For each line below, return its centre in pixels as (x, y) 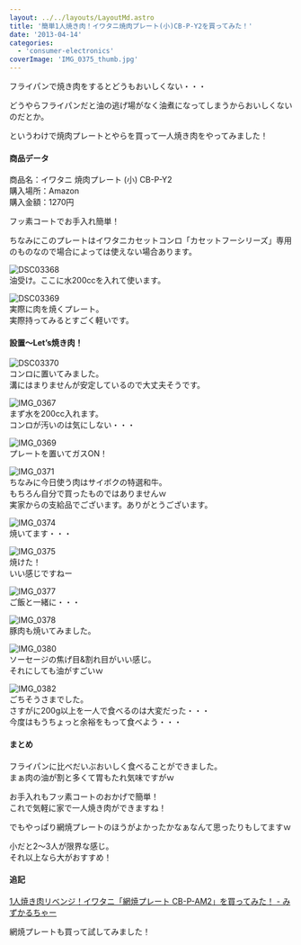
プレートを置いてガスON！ (58, 454)
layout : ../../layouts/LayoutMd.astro (82, 18)
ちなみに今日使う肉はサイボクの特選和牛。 (88, 482)
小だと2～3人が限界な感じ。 (62, 846)
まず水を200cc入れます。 (56, 414)
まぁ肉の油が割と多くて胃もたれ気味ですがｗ (92, 777)
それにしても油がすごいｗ (56, 670)
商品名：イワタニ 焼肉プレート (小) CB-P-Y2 (91, 180)
